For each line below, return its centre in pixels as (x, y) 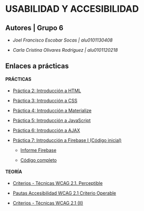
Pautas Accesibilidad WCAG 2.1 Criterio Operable (64, 193)
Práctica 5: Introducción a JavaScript (52, 120)
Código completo (39, 160)
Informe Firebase (38, 150)
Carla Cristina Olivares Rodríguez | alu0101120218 (65, 50)
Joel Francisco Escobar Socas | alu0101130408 (63, 40)
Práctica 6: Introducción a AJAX (46, 130)
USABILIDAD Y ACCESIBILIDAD (72, 9)
